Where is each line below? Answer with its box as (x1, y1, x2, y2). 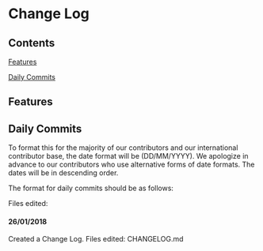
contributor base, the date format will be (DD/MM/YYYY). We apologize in (8, 152, 249, 161)
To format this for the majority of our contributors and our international (8, 143, 238, 152)
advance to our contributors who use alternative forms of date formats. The (8, 159, 255, 170)
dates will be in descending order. (8, 168, 119, 178)
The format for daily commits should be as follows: (8, 183, 174, 193)
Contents (8, 36, 55, 50)
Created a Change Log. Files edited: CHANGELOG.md (8, 234, 184, 244)
